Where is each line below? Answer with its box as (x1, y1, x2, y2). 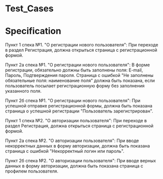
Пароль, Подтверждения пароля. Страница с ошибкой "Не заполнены (5, 72, 154, 78)
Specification (5, 26, 62, 37)
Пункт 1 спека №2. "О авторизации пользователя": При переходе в (5, 118, 147, 124)
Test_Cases (5, 3, 54, 14)
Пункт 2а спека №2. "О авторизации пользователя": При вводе (5, 138, 139, 143)
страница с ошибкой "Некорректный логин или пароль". (5, 148, 124, 154)
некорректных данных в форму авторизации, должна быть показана (5, 143, 150, 149)
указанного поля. (5, 88, 42, 94)
